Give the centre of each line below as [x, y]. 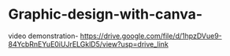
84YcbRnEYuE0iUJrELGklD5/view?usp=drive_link [89, 44]
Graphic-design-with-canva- [106, 14]
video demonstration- [43, 36]
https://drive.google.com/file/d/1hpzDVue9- [151, 36]
